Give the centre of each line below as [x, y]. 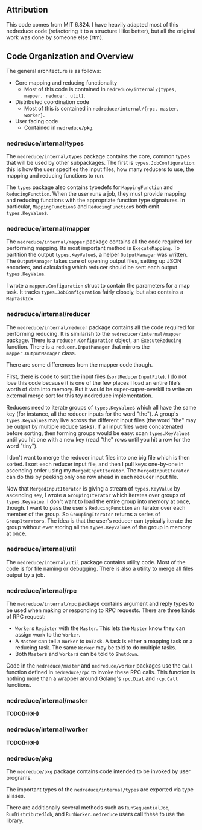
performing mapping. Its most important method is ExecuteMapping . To [93, 248]
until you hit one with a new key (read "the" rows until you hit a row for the [98, 439]
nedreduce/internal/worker [47, 729]
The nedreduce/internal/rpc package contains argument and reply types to [100, 604]
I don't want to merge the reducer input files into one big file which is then [98, 457]
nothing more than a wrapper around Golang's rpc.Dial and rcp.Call [92, 678]
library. [15, 820]
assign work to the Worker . [48, 635]
